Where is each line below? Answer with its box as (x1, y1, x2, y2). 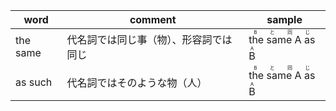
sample (266, 13, 303, 26)
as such (15, 75, 53, 89)
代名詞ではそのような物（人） (66, 75, 208, 89)
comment (129, 13, 177, 26)
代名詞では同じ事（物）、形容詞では (66, 32, 233, 46)
